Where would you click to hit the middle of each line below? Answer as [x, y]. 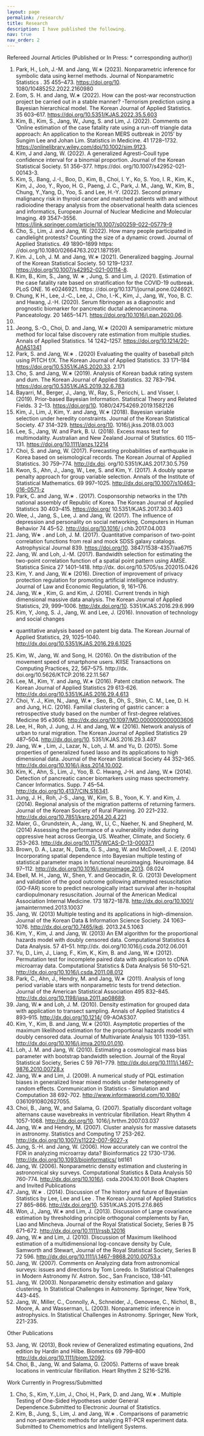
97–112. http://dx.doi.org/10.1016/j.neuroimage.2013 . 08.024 [90, 869]
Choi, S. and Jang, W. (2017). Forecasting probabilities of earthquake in [105, 451]
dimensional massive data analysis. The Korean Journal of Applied [99, 599]
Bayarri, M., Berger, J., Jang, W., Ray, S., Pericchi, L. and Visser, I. [97, 392]
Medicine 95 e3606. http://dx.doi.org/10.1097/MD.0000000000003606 [104, 720]
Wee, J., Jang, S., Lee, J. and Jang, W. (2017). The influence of [94, 515]
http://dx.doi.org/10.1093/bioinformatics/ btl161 [74, 1159]
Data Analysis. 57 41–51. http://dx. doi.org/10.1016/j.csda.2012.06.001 [101, 946]
